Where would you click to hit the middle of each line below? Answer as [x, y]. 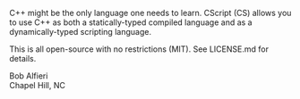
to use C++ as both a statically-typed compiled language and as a [131, 22]
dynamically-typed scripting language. [81, 32]
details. [23, 58]
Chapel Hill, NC [37, 85]
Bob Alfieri [29, 76]
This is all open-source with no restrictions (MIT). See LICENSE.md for [139, 49]
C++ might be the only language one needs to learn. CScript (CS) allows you [150, 13]
